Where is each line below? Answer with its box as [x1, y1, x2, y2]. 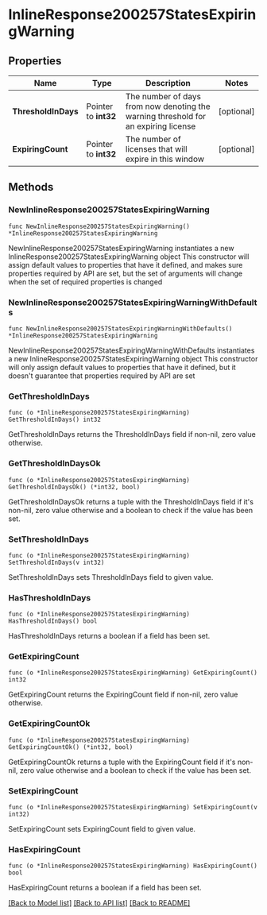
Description [145, 78, 191, 88]
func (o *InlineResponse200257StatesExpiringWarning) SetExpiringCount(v [8, 804, 258, 812]
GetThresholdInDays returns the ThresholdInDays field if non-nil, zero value [8, 430, 256, 439]
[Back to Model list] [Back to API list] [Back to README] [8, 898, 191, 908]
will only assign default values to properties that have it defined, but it [8, 362, 236, 372]
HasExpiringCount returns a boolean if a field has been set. [8, 883, 202, 893]
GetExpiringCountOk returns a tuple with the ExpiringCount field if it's [8, 757, 236, 766]
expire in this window [126, 153, 205, 164]
